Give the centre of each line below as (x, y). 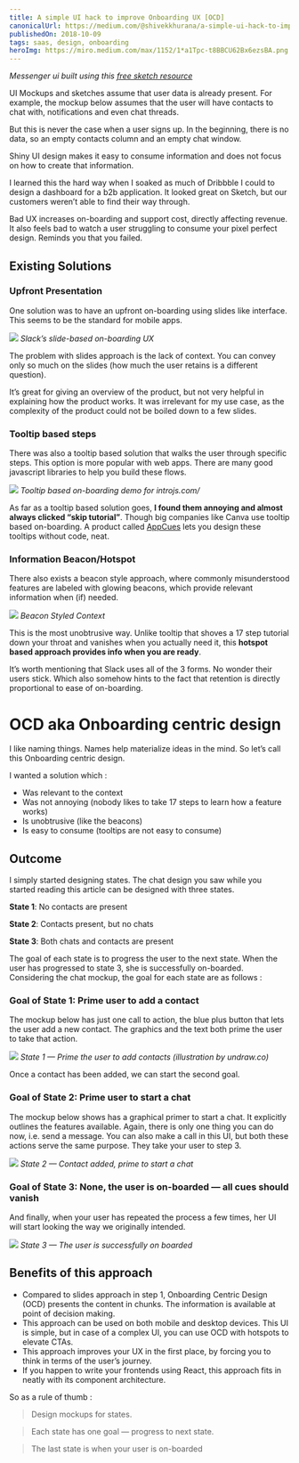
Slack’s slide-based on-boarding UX (87, 338)
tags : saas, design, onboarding (69, 42)
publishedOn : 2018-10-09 (55, 34)
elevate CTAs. (48, 1342)
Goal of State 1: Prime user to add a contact (104, 1001)
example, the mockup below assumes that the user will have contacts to (141, 102)
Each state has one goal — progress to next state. (122, 1431)
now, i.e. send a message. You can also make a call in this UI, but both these (149, 1135)
